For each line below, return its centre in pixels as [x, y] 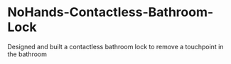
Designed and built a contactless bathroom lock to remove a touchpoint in [116, 46]
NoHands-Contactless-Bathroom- [111, 12]
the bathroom [27, 54]
